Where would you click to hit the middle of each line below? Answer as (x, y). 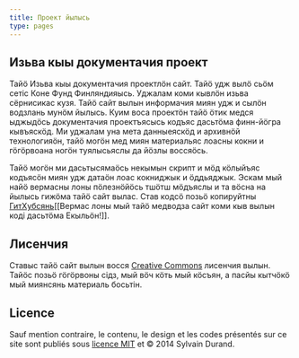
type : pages (31, 26)
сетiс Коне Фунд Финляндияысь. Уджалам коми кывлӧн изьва (129, 93)
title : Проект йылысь (50, 17)
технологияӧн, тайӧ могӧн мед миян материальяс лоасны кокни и (137, 141)
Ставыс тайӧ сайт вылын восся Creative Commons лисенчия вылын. (140, 266)
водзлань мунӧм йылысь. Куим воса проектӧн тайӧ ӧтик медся (132, 112)
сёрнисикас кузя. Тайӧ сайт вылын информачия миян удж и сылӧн (138, 103)
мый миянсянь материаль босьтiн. (76, 284)
